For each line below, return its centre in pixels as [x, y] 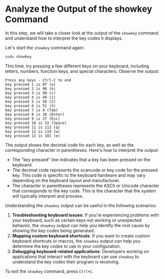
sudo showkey [18, 57]
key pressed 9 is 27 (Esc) [33, 118]
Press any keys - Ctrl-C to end [38, 80]
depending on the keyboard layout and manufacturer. [66, 180]
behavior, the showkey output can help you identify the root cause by [81, 225]
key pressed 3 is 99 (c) [30, 93]
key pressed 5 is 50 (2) [30, 101]
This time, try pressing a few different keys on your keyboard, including [77, 66]
